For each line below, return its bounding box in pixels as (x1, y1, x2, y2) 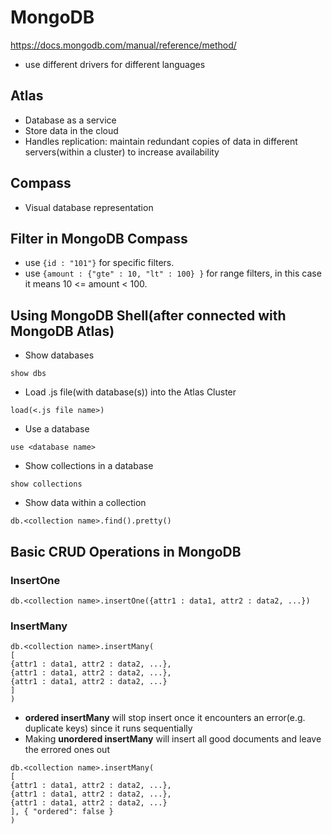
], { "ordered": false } (10, 807, 114, 817)
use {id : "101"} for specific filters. (24, 257, 175, 269)
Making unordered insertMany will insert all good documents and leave (24, 733, 322, 745)
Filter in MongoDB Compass (10, 230, 188, 247)
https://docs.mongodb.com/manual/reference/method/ (10, 39, 237, 51)
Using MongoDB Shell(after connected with (10, 307, 287, 324)
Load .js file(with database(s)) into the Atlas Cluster (24, 386, 237, 398)
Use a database (24, 423, 90, 435)
